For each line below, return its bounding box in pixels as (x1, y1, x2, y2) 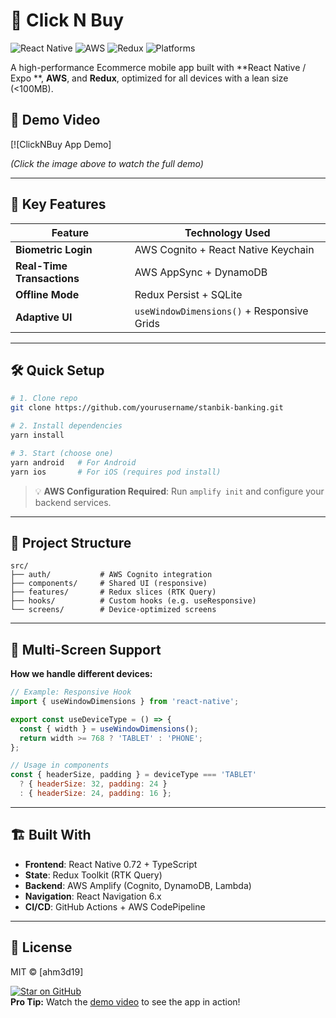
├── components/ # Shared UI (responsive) (10, 579, 208, 589)
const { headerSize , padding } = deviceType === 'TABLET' (10, 770, 257, 780)
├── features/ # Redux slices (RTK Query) (10, 587, 217, 598)
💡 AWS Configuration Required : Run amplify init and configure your (34, 485, 325, 497)
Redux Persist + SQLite (134, 287, 243, 301)
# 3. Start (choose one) (10, 448, 114, 458)
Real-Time (15, 259, 68, 273)
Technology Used (184, 225, 271, 239)
